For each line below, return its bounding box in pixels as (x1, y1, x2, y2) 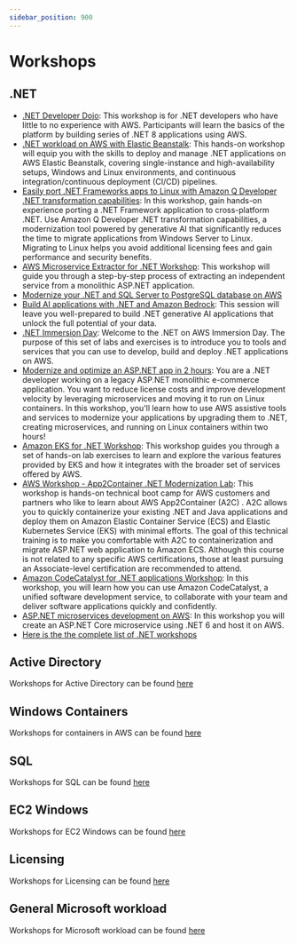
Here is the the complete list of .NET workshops (21, 629, 198, 639)
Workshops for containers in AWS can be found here (9, 727, 202, 738)
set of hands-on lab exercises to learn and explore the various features (21, 449, 282, 460)
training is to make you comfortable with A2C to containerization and (21, 535, 273, 545)
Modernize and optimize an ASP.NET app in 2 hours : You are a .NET (21, 365, 270, 376)
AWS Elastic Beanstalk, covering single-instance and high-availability (21, 157, 275, 168)
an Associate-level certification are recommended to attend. (21, 563, 242, 574)
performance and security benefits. (21, 251, 152, 262)
